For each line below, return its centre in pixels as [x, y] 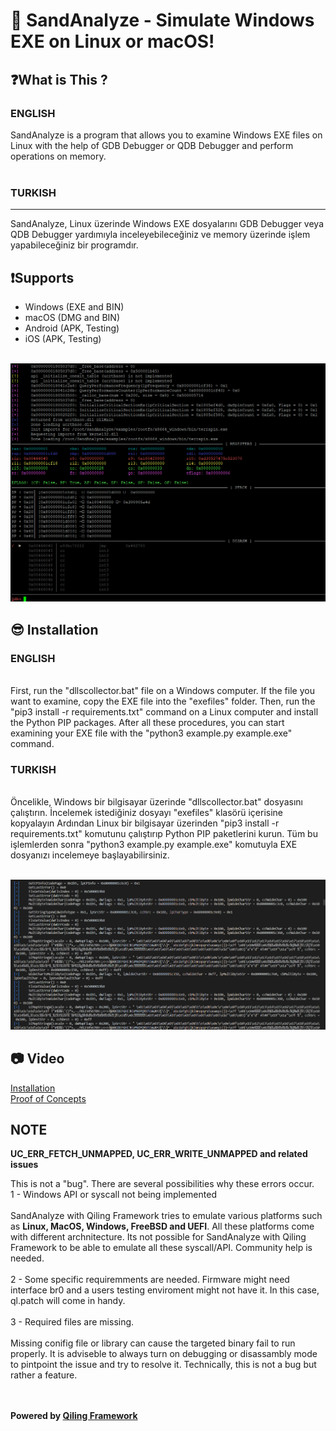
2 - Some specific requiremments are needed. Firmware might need [150, 1280]
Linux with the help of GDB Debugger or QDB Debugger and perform [152, 145]
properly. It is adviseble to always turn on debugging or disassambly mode [164, 1354]
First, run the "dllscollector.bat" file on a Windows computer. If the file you [162, 691]
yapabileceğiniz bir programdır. [74, 245]
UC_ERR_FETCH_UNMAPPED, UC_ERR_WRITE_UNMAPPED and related [159, 1154]
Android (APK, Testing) [72, 328]
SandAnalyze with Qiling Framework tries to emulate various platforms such [166, 1216]
